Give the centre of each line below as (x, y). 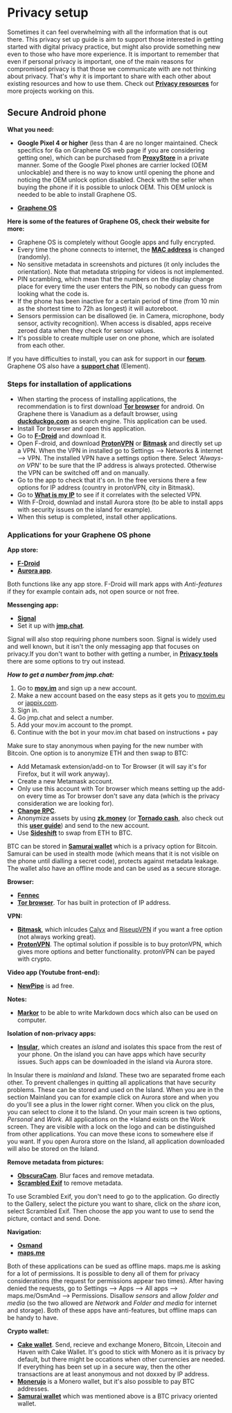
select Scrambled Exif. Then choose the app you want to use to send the (111, 1211)
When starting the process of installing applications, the (97, 399)
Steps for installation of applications (70, 384)
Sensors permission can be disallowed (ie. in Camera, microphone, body (121, 315)
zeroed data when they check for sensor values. (86, 330)
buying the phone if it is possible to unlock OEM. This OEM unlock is (115, 187)
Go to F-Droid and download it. (62, 436)
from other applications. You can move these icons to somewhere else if (110, 1134)
